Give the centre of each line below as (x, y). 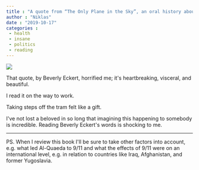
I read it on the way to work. (40, 96)
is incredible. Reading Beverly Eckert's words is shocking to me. (84, 125)
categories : (22, 28)
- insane (20, 39)
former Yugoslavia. (29, 161)
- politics (22, 45)
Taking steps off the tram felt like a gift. (54, 107)
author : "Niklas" (29, 17)
